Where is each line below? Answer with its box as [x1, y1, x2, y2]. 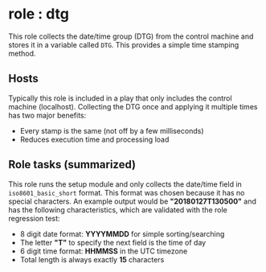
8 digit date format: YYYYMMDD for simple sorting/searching [19, 229, 225, 238]
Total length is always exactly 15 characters [19, 254, 165, 264]
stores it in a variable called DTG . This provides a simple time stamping [8, 39, 239, 49]
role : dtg [8, 5, 70, 23]
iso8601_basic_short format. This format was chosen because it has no [8, 188, 245, 197]
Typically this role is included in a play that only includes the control [8, 93, 232, 103]
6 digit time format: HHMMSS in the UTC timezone [19, 246, 188, 256]
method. [8, 48, 36, 58]
